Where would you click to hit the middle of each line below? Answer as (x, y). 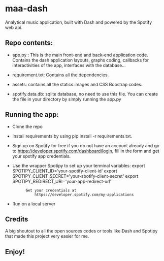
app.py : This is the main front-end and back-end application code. (80, 55)
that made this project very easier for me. (47, 236)
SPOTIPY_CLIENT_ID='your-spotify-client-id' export (65, 171)
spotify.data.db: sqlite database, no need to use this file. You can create (85, 94)
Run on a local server (34, 204)
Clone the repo (27, 127)
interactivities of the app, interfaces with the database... (69, 65)
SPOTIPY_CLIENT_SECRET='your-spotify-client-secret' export (75, 176)
